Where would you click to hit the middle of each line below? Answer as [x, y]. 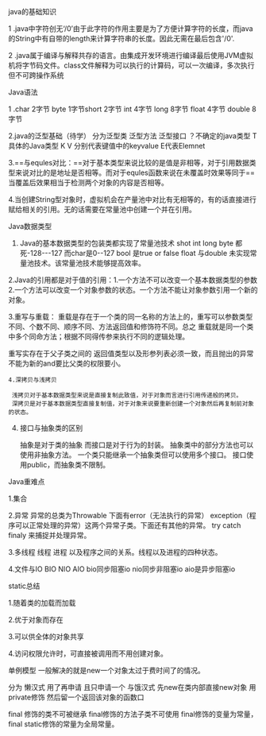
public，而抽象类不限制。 [68, 465]
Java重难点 [27, 482]
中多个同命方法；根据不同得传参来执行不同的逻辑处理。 [98, 337]
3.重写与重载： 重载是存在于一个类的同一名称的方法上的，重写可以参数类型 [131, 317]
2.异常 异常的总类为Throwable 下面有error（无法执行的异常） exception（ [129, 515]
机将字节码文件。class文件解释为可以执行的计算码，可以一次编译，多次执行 [132, 65]
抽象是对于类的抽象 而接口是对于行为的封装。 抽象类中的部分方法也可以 [137, 445]
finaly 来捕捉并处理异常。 [50, 535]
